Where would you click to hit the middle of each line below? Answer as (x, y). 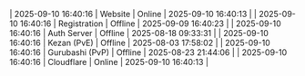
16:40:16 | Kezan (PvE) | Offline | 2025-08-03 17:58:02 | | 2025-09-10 (140, 43)
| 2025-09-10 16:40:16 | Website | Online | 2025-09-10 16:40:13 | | (133, 14)
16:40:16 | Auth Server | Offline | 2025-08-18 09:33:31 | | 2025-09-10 (139, 33)
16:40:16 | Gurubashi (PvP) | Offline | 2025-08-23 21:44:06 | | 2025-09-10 (148, 52)
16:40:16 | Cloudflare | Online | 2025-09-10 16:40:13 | (109, 62)
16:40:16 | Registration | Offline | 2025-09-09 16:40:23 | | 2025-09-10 (150, 24)
